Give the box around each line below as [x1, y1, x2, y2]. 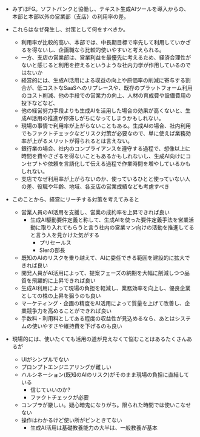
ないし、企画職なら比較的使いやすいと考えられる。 [37, 46, 165, 53]
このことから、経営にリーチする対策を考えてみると [12, 196, 140, 203]
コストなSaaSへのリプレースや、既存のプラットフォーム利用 [42, 84, 193, 91]
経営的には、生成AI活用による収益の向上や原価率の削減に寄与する [21, 76, 186, 84]
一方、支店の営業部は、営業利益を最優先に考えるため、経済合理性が [21, 54, 192, 61]
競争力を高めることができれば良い [26, 307, 112, 314]
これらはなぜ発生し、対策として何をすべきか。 [12, 26, 129, 33]
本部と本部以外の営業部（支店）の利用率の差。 [12, 13, 129, 20]
